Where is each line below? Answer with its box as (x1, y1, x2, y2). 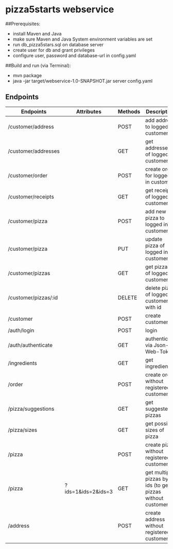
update (145, 235, 163, 243)
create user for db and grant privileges (12, 47, 95, 53)
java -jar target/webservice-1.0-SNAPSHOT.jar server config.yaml (12, 78, 153, 84)
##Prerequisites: (5, 21, 41, 27)
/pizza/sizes (8, 426, 38, 433)
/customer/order (8, 172, 48, 179)
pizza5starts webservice (5, 4, 114, 15)
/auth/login (8, 326, 34, 334)
